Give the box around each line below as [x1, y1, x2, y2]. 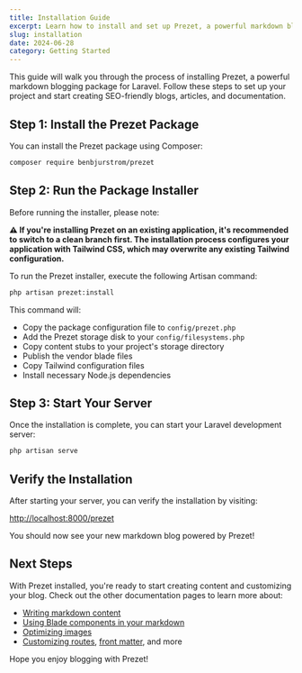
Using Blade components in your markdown [22, 616, 185, 627]
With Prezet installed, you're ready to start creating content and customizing [9, 580, 292, 591]
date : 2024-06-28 [9, 38, 75, 48]
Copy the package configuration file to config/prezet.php [22, 322, 236, 332]
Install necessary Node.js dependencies [22, 369, 172, 380]
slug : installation [9, 30, 83, 39]
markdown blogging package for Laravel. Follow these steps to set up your [9, 81, 287, 92]
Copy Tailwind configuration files [22, 359, 146, 370]
